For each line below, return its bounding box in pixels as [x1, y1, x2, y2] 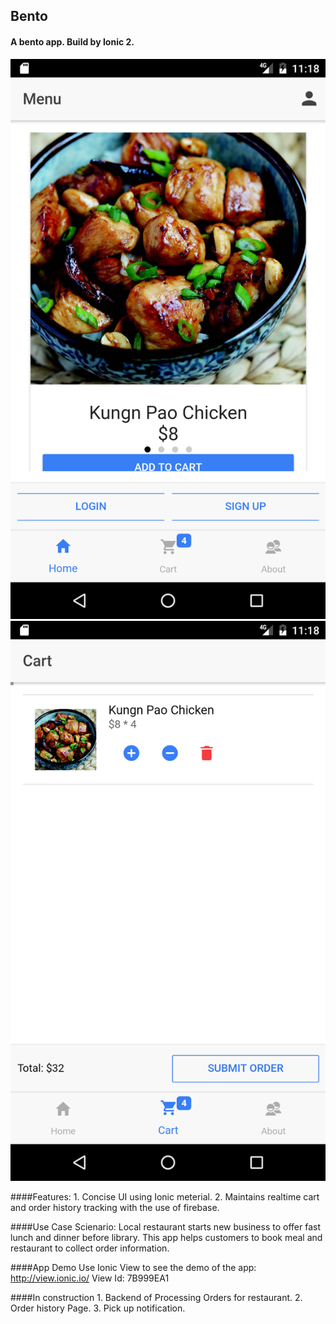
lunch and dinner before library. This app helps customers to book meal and [10, 1231, 323, 1243]
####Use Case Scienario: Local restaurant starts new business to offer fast [10, 1220, 321, 1233]
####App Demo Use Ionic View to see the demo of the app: [10, 1261, 257, 1273]
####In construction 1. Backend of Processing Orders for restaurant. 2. [10, 1291, 303, 1303]
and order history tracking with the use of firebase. [10, 1201, 220, 1213]
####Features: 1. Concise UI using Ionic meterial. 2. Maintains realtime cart [10, 1190, 320, 1203]
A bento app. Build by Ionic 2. [10, 35, 135, 48]
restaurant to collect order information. [10, 1242, 170, 1254]
